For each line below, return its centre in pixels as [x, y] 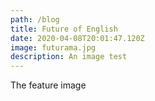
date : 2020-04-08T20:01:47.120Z [77, 38]
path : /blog [35, 19]
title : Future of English [64, 29]
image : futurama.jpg [53, 47]
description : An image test [69, 57]
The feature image [48, 85]
